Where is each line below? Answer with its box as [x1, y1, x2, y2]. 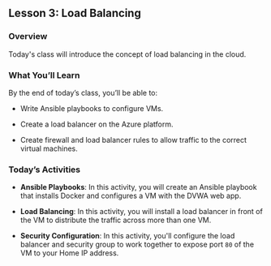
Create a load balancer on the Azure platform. [19, 119, 174, 129]
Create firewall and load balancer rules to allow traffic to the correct [19, 135, 247, 144]
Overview [8, 31, 48, 42]
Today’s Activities [8, 164, 81, 175]
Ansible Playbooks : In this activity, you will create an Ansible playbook [19, 182, 257, 192]
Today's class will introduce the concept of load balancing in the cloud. [8, 49, 247, 59]
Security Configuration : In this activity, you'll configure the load [19, 231, 235, 241]
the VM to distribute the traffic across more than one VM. [19, 215, 212, 225]
